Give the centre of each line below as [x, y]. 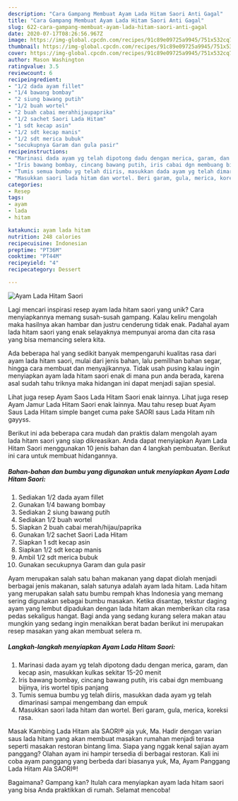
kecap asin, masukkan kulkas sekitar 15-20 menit [90, 672]
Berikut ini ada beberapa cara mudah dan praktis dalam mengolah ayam [113, 433]
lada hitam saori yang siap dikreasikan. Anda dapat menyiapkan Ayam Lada [118, 440]
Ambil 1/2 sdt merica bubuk [58, 557]
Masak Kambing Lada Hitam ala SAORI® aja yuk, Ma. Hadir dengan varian [115, 731]
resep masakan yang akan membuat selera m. [75, 631]
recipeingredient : [35, 79]
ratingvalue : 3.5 [34, 66]
